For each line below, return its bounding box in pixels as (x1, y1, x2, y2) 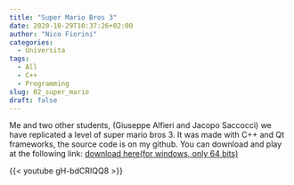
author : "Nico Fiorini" (9, 29, 98, 38)
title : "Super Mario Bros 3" (9, 12, 118, 22)
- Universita (17, 46, 66, 55)
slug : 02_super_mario (9, 87, 90, 96)
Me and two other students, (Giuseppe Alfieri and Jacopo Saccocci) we (9, 120, 272, 131)
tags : (9, 54, 29, 63)
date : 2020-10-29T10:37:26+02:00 (9, 21, 134, 30)
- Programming (17, 79, 69, 88)
